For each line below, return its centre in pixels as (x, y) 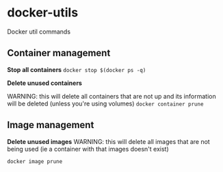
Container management (59, 53)
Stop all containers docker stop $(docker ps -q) (77, 69)
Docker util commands (39, 32)
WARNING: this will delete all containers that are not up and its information (112, 96)
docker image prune (35, 161)
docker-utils (43, 13)
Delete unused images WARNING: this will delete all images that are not (108, 141)
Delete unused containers (44, 83)
